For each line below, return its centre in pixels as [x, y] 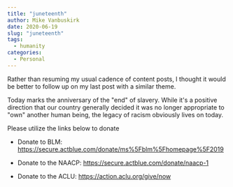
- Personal [29, 59]
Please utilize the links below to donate [63, 128]
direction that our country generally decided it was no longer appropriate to [116, 107]
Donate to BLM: [40, 142]
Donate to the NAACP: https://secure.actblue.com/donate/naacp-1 [113, 163]
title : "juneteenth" [37, 14]
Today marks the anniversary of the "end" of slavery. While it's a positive [112, 100]
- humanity [29, 46]
